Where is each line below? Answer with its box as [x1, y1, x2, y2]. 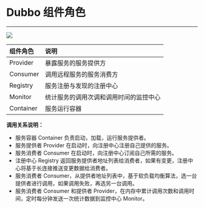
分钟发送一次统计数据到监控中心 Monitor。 [41, 195, 148, 202]
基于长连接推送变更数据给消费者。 [25, 164, 111, 172]
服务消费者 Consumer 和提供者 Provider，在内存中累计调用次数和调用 [15, 187, 189, 195]
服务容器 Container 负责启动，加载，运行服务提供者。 [15, 134, 150, 141]
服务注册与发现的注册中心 [45, 81, 118, 90]
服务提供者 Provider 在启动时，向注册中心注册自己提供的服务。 [15, 141, 173, 149]
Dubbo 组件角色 [6, 5, 86, 19]
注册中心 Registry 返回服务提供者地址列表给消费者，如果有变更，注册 [15, 156, 188, 164]
